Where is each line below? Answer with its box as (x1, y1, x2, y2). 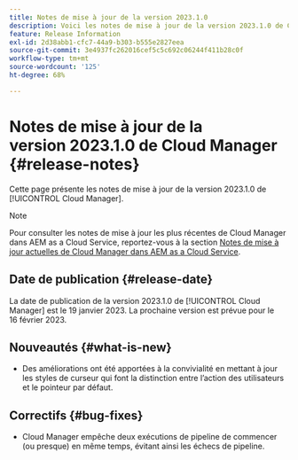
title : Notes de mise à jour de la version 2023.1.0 (9, 12, 208, 22)
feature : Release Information (9, 29, 122, 38)
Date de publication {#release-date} (9, 272, 213, 287)
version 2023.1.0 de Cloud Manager (9, 135, 278, 155)
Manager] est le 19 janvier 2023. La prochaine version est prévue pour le (9, 305, 275, 316)
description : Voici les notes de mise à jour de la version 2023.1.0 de (9, 21, 284, 30)
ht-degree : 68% (9, 71, 66, 80)
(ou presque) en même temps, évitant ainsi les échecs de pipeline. (21, 441, 265, 452)
